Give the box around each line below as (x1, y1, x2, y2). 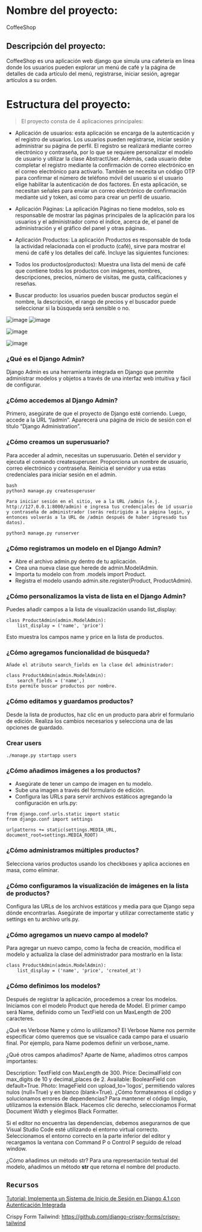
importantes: (6, 1057, 38, 1065)
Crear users (6, 739, 42, 747)
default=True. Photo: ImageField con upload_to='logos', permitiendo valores (6, 1082, 195, 1089)
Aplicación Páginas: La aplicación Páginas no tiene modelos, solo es (14, 205, 185, 212)
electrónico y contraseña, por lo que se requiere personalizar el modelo (14, 149, 193, 156)
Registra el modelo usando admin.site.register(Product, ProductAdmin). (14, 577, 193, 584)
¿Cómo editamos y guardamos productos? (6, 697, 134, 705)
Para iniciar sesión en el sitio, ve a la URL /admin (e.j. (6, 498, 161, 504)
